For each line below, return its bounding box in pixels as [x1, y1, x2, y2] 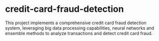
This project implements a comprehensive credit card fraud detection [5, 20, 147, 26]
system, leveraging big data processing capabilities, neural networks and [5, 25, 155, 31]
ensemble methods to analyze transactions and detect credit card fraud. [5, 30, 153, 36]
